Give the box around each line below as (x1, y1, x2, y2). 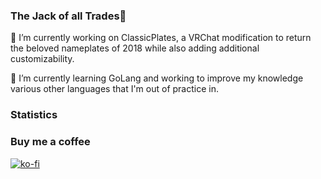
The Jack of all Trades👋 (10, 9, 127, 23)
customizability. (10, 53, 75, 65)
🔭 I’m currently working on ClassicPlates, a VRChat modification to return (10, 32, 312, 44)
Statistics (10, 108, 58, 122)
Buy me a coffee (10, 135, 91, 149)
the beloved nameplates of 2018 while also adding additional (10, 42, 260, 54)
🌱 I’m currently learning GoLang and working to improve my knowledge (10, 72, 304, 84)
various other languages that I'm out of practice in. (10, 83, 219, 95)
